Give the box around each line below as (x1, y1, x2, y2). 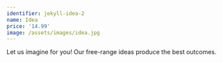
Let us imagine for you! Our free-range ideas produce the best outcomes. (6, 48, 217, 56)
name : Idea (6, 16, 38, 23)
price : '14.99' (6, 23, 51, 29)
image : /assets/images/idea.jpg (6, 29, 100, 36)
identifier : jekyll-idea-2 (6, 10, 85, 17)
